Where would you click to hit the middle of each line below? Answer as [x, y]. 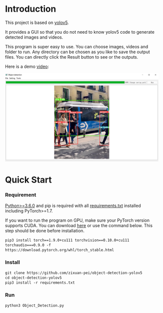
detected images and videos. [34, 37]
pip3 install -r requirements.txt [40, 283]
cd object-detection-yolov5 [34, 278]
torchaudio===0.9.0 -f [28, 245]
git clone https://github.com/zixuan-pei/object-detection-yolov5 [74, 273]
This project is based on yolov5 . [37, 22]
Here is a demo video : [27, 66]
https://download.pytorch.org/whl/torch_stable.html [60, 250]
